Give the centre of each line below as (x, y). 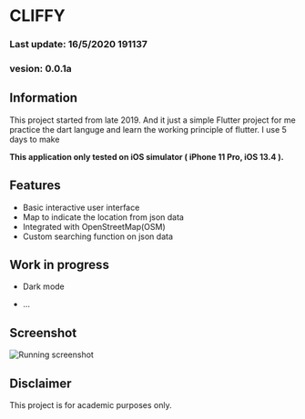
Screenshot (43, 333)
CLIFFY (37, 16)
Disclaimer (41, 383)
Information (44, 98)
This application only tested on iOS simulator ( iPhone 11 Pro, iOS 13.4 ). (147, 156)
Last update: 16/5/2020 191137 (78, 45)
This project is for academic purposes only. (91, 405)
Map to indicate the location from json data (103, 217)
